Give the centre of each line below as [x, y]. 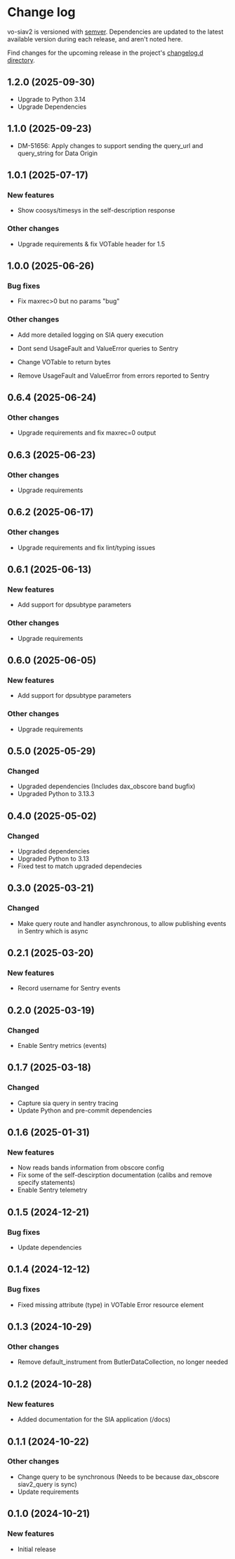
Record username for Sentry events [69, 988]
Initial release [36, 1549]
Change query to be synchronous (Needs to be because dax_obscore [118, 1477]
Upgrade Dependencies [52, 107]
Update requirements [48, 1492]
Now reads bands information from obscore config [91, 1168]
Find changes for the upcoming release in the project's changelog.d [105, 53]
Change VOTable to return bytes [64, 361]
